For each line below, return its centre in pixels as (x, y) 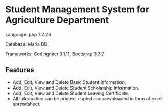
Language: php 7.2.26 (28, 34)
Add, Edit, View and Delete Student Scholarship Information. (76, 88)
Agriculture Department (57, 20)
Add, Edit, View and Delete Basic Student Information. (69, 82)
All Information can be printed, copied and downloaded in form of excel (88, 98)
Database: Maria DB (26, 44)
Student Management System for (77, 9)
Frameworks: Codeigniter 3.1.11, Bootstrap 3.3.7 (55, 54)
